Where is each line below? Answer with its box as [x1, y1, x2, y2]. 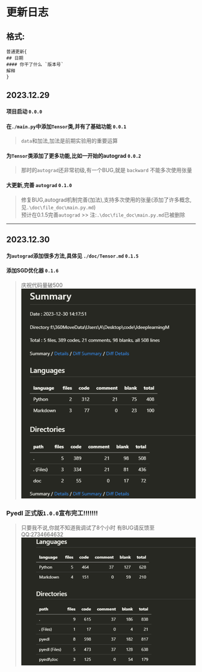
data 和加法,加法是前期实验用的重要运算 [20, 137, 118, 144]
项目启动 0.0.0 [6, 108, 43, 115]
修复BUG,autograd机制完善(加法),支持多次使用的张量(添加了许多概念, [20, 196, 192, 203]
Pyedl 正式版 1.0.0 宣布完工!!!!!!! [6, 509, 98, 517]
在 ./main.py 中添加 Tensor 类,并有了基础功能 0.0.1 [6, 123, 127, 130]
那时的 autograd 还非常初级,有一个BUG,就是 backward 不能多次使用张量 [20, 167, 192, 174]
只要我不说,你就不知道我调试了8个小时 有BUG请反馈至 [20, 524, 155, 531]
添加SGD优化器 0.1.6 [6, 267, 59, 274]
